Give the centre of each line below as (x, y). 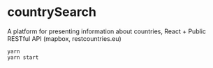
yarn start (23, 57)
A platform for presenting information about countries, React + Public (106, 31)
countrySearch (52, 12)
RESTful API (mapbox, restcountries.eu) (65, 38)
